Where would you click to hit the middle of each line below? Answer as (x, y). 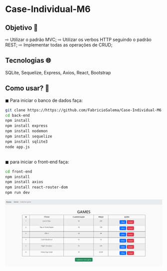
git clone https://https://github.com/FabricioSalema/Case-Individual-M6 (83, 110)
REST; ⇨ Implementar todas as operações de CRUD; (59, 45)
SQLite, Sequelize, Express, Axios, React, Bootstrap (58, 72)
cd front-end (19, 171)
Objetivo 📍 (22, 28)
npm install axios (24, 182)
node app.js (17, 147)
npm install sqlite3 (27, 141)
